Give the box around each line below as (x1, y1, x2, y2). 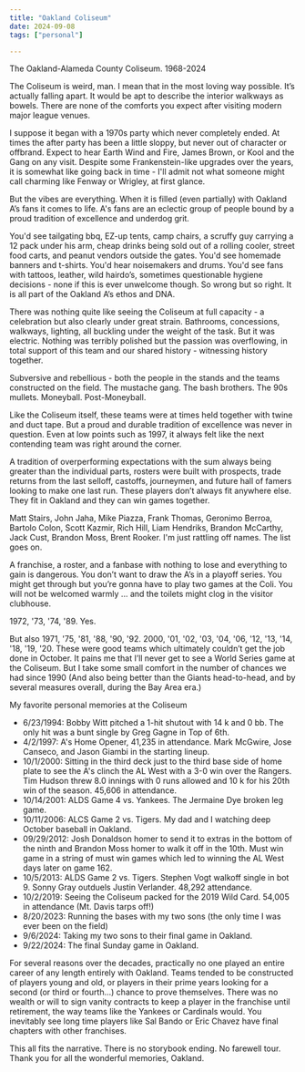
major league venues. (9, 110, 91, 121)
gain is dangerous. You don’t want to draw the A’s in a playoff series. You (9, 569, 282, 580)
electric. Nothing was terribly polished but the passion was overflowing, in (9, 335, 289, 346)
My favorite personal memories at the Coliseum (9, 699, 188, 711)
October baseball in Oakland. (22, 824, 132, 835)
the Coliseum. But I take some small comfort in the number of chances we (9, 663, 287, 674)
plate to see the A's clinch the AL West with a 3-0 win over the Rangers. (22, 766, 292, 777)
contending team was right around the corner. (9, 438, 182, 449)
